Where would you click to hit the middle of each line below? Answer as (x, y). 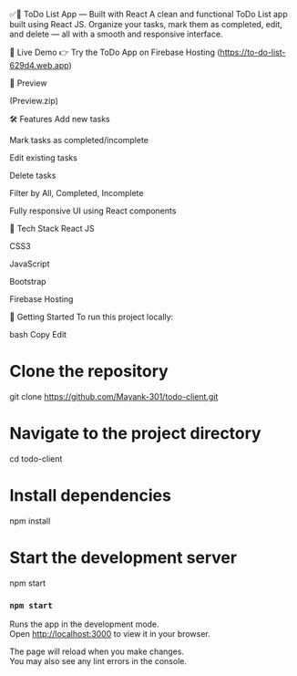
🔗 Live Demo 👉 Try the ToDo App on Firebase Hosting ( (115, 52)
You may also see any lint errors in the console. (98, 661)
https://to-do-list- (253, 52)
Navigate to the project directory (135, 434)
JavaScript (30, 264)
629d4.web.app (39, 65)
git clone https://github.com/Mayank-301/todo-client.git (114, 396)
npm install (30, 521)
